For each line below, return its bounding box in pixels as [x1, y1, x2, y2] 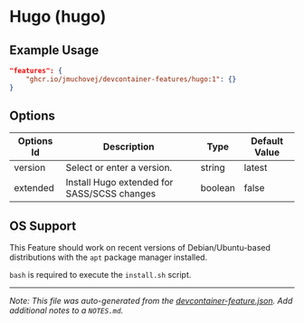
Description [102, 140, 155, 153]
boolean [200, 182, 235, 195]
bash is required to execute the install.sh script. [9, 270, 192, 280]
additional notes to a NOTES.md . [9, 305, 124, 316]
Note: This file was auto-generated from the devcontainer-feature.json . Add [9, 296, 293, 307]
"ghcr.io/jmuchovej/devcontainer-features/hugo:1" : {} [25, 74, 237, 83]
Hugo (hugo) [9, 6, 107, 27]
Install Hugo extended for [65, 176, 174, 189]
